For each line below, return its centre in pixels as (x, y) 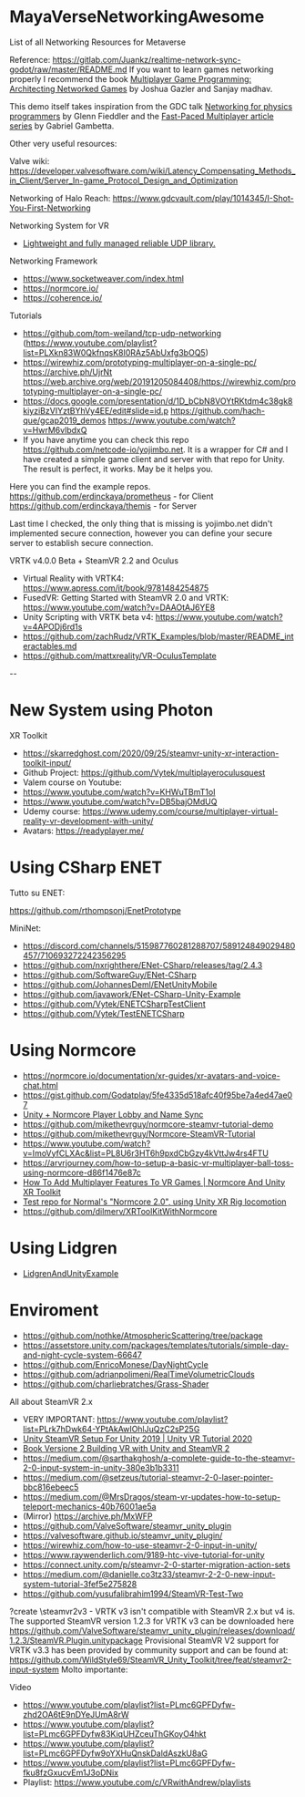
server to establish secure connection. (81, 542)
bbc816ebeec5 (51, 1487)
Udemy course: (51, 811)
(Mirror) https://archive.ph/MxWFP (87, 1516)
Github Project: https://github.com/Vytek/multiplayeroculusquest (144, 772)
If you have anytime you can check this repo (106, 439)
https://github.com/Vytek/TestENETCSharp (103, 1013)
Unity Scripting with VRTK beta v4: (88, 616)
